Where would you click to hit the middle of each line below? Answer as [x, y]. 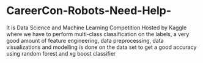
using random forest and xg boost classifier [61, 53]
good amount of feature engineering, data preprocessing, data [85, 40]
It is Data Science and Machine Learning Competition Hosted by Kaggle [97, 28]
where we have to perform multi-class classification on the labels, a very [98, 34]
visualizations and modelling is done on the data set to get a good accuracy [102, 47]
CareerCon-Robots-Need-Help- [89, 11]
